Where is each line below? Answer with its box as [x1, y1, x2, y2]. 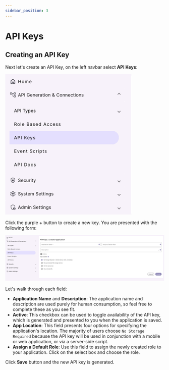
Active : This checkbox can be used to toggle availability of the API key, [12, 311, 161, 318]
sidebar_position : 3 [5, 8, 49, 13]
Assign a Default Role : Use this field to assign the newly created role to [12, 344, 161, 350]
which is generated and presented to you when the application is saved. [12, 317, 162, 323]
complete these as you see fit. [12, 306, 76, 312]
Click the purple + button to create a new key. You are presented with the [5, 220, 157, 226]
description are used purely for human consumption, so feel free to [12, 301, 152, 307]
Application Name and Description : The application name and [12, 295, 143, 301]
